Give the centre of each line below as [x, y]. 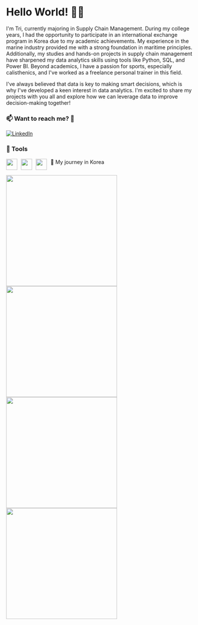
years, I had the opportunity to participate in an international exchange [92, 34]
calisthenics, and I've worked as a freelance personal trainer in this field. [94, 72]
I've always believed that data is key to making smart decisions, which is [94, 84]
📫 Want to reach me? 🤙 [40, 118]
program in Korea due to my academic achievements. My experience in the [98, 41]
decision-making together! [38, 102]
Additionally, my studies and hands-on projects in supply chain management [99, 53]
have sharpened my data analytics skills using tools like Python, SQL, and [95, 60]
